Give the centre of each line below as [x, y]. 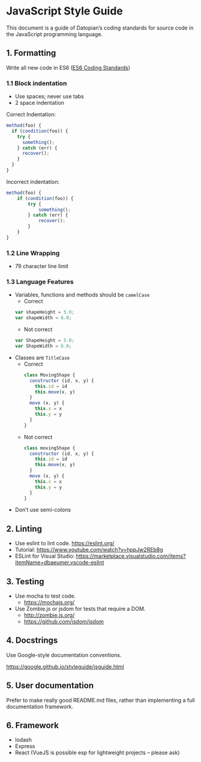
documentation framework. [40, 707]
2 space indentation [40, 103]
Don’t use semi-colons [43, 510]
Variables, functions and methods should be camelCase [82, 295]
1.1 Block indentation [37, 83]
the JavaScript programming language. [55, 34]
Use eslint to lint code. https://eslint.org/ [65, 543]
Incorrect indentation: [33, 181]
